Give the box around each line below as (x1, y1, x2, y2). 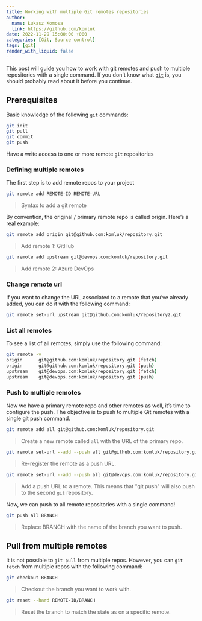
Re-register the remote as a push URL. (20, 460, 116, 467)
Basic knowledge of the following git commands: (6, 111, 129, 118)
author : (6, 14, 26, 21)
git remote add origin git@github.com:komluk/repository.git (6, 232, 163, 238)
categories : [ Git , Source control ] (6, 37, 96, 43)
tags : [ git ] (6, 43, 36, 49)
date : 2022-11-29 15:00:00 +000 (6, 31, 87, 37)
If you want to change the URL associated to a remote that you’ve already (6, 294, 188, 301)
